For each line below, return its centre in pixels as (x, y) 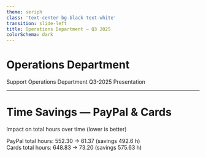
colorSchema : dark (30, 35)
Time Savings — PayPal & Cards (89, 112)
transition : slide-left (37, 23)
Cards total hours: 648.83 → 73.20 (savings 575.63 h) (74, 148)
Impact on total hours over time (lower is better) (67, 129)
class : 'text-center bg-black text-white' (61, 18)
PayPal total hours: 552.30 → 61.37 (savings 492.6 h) (73, 141)
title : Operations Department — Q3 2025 (59, 29)
